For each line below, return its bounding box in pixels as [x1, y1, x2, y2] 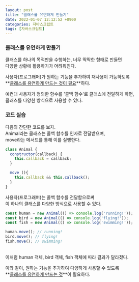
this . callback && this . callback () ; [14, 175, 90, 180]
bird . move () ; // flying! [5, 234, 58, 239]
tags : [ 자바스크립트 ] [5, 26, 45, 32]
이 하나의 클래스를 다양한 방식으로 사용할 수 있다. [5, 201, 102, 207]
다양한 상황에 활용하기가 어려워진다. [5, 63, 76, 69]
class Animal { [5, 147, 38, 152]
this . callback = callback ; [14, 156, 72, 161]
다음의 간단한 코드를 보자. [5, 124, 56, 130]
